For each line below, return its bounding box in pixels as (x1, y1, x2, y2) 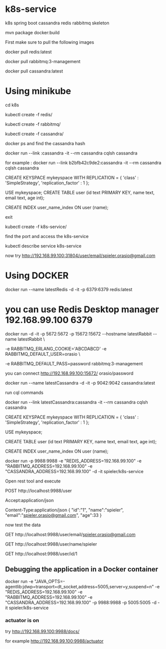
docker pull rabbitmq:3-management (5, 58, 81, 64)
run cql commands (5, 389, 44, 396)
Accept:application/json (5, 497, 54, 503)
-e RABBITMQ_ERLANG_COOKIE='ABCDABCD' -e (5, 345, 107, 351)
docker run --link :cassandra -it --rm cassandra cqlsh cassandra (5, 150, 138, 156)
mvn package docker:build (5, 29, 60, 35)
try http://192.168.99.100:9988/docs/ (5, 628, 80, 634)
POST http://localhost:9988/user (5, 487, 72, 493)
